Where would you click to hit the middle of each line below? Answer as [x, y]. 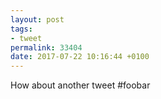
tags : [21, 29]
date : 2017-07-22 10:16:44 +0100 [80, 57]
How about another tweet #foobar [80, 85]
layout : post [37, 19]
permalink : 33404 [46, 47]
